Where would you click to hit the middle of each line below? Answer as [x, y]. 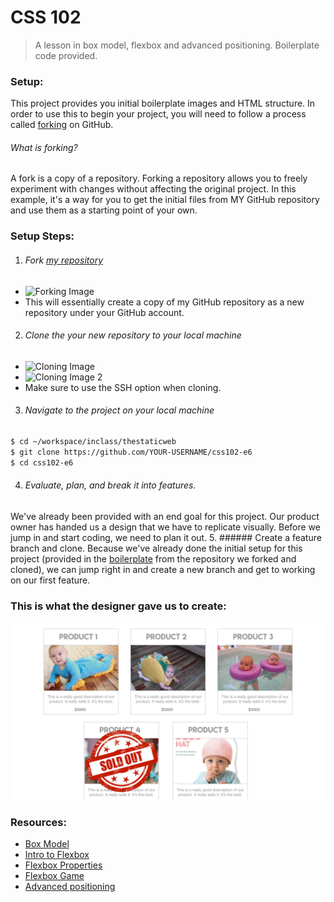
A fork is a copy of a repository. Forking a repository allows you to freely [159, 178]
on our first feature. [50, 580]
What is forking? [44, 147]
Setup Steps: [42, 236]
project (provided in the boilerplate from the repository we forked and [153, 558]
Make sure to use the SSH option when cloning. [123, 387]
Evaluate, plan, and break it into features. [110, 485]
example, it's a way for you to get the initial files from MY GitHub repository [165, 200]
